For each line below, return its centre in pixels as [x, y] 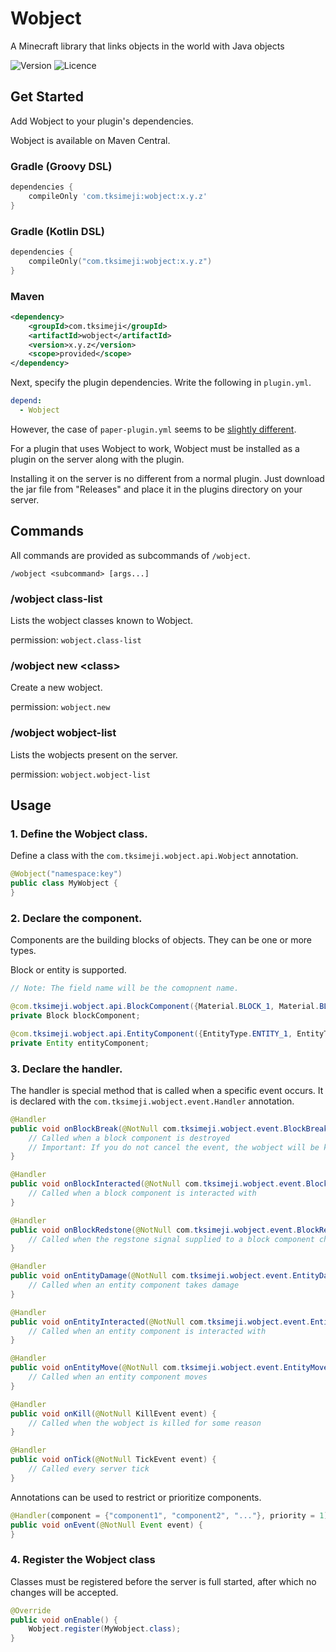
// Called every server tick [89, 1469]
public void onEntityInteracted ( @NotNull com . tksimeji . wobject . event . [160, 1322]
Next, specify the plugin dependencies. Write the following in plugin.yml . [161, 383]
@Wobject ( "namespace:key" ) [66, 874]
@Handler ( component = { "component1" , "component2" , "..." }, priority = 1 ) [169, 1515]
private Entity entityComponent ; [80, 1043]
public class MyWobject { [64, 883]
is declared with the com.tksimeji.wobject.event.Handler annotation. [152, 1101]
